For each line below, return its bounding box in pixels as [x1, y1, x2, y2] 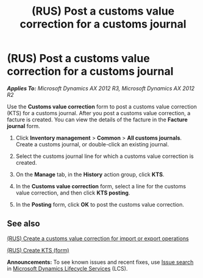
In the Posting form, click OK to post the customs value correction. [15, 201, 185, 208]
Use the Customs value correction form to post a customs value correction [7, 102, 198, 110]
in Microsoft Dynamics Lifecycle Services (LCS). [7, 265, 128, 272]
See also [7, 218, 40, 229]
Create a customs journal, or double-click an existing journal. [15, 140, 169, 148]
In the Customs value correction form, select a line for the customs [15, 182, 187, 190]
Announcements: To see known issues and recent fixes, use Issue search [7, 258, 194, 266]
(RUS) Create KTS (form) [7, 246, 69, 254]
